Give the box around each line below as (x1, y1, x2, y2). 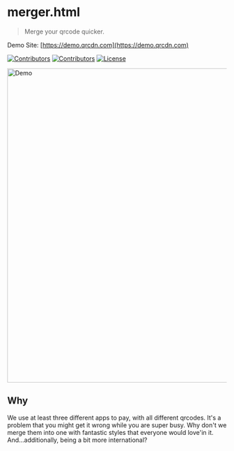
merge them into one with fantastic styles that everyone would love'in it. (7, 428, 214, 436)
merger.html (7, 4, 81, 20)
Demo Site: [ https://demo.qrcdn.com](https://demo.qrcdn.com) (7, 40, 189, 49)
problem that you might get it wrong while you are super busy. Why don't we (7, 420, 227, 429)
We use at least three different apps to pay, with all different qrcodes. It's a (7, 413, 221, 422)
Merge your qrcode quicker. (24, 27, 104, 36)
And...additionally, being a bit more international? (7, 436, 148, 444)
